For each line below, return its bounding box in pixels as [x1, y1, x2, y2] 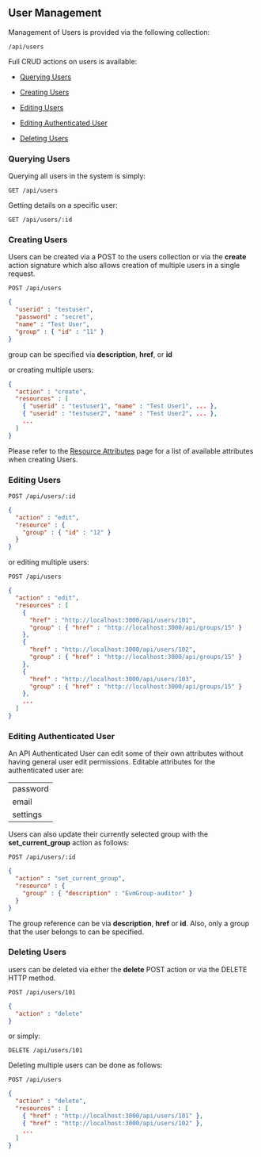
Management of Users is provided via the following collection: [8, 27, 210, 36]
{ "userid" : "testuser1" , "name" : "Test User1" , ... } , [22, 402, 217, 411]
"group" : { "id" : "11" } [15, 328, 104, 335]
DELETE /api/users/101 [8, 1047, 83, 1055]
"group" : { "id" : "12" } [22, 528, 112, 536]
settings [12, 809, 42, 820]
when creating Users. [8, 454, 78, 464]
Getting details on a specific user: [8, 201, 118, 210]
